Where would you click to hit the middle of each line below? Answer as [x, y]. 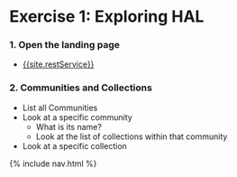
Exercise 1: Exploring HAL [107, 17]
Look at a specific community [77, 117]
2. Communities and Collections [81, 88]
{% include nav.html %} [53, 163]
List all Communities [60, 107]
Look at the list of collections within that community [132, 136]
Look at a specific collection [75, 145]
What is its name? [68, 126]
